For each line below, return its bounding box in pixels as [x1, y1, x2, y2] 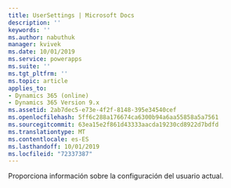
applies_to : [8, 84, 47, 92]
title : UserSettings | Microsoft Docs [8, 11, 135, 20]
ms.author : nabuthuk [8, 33, 76, 42]
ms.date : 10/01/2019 [8, 48, 76, 56]
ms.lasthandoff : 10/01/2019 [8, 143, 100, 150]
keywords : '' [8, 26, 51, 34]
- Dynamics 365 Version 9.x [8, 99, 100, 107]
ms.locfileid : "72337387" [8, 150, 92, 157]
